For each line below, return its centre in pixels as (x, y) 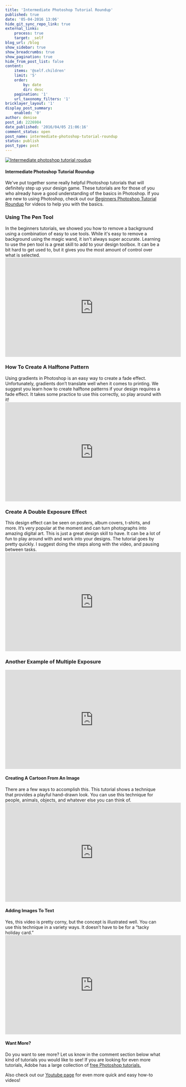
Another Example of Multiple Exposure (53, 662)
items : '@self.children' (40, 71)
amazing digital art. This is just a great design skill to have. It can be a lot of (83, 533)
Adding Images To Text (30, 911)
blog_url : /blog (22, 43)
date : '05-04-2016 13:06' (32, 19)
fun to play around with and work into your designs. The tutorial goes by (80, 539)
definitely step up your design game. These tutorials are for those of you (80, 188)
